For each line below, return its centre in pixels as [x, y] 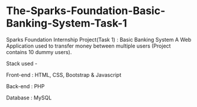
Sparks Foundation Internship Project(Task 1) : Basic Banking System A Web [99, 39]
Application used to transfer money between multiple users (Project [88, 46]
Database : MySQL [29, 98]
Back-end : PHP [25, 86]
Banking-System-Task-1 [67, 23]
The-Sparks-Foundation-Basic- [86, 11]
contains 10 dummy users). [39, 52]
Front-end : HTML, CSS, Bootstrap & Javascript [64, 75]
